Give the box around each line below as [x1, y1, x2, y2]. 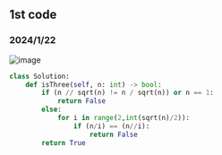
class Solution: [9, 72, 70, 81]
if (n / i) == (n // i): [73, 121, 150, 131]
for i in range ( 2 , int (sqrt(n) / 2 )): [56, 114, 191, 123]
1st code [9, 7, 57, 22]
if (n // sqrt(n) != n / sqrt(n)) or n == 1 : [41, 89, 215, 98]
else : [41, 105, 63, 115]
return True [41, 138, 87, 147]
